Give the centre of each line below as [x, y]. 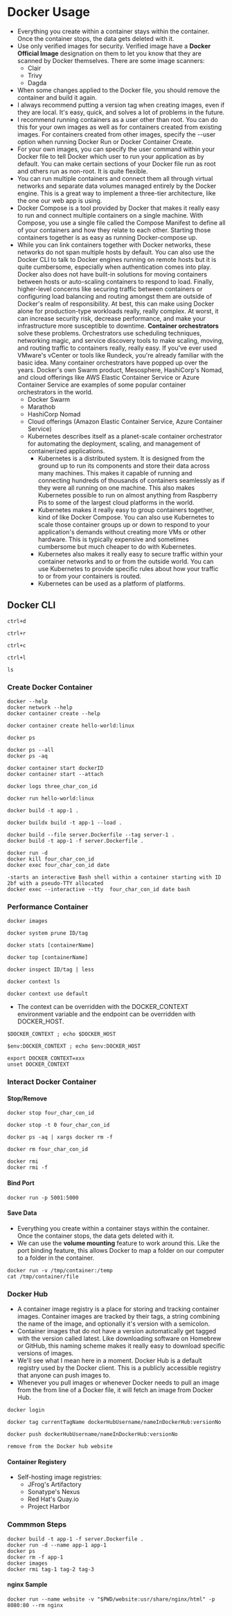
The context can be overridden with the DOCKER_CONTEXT [103, 1007]
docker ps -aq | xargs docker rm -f [60, 1137]
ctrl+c [17, 645]
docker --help [28, 702]
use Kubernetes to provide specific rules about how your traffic [128, 568]
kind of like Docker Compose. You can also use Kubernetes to [126, 517]
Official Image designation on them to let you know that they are [109, 53]
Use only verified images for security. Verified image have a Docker [114, 46]
